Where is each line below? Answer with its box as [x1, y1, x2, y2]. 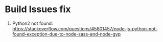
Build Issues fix [5, 4, 71, 15]
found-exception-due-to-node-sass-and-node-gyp [12, 31, 121, 37]
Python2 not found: [12, 20, 53, 26]
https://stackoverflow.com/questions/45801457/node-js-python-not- [12, 25, 158, 31]
